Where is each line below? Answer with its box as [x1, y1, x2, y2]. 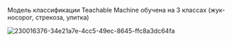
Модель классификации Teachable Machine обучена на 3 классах [7, 6, 207, 14]
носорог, [7, 13, 34, 22]
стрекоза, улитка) [35, 13, 89, 22]
